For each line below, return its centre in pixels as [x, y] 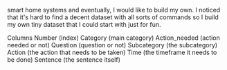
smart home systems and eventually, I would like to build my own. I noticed [114, 10]
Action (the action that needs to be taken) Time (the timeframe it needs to [112, 52]
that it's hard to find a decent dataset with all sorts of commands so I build [113, 17]
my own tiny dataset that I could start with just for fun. [84, 24]
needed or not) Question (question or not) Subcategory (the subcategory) [112, 45]
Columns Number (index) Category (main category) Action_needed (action [113, 38]
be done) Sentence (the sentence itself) [64, 60]
